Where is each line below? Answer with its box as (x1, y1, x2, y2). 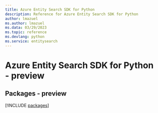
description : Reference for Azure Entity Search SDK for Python (5, 12, 138, 17)
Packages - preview (5, 90, 67, 98)
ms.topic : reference (5, 30, 47, 35)
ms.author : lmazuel (5, 20, 45, 26)
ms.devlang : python (5, 35, 45, 39)
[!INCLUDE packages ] (5, 102, 49, 108)
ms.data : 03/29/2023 (5, 25, 47, 30)
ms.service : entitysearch (5, 39, 58, 44)
